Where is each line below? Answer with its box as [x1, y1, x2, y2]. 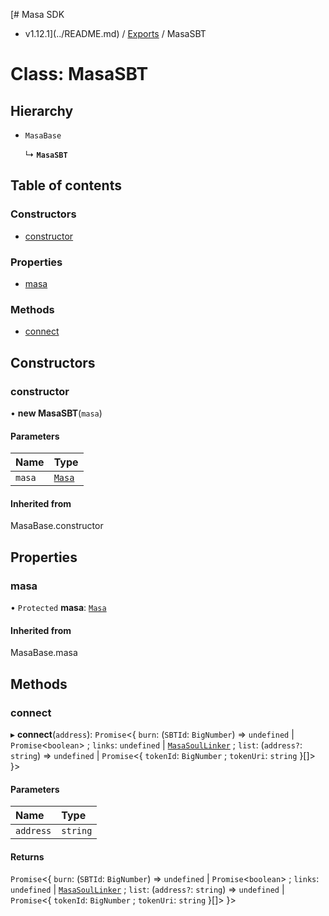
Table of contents [10, 177, 122, 194]
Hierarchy [10, 102, 74, 119]
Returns [10, 850, 45, 863]
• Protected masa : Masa [10, 602, 107, 614]
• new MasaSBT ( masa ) [10, 407, 103, 419]
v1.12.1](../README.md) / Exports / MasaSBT [24, 28, 207, 39]
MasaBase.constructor [10, 520, 104, 532]
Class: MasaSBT [10, 63, 149, 86]
